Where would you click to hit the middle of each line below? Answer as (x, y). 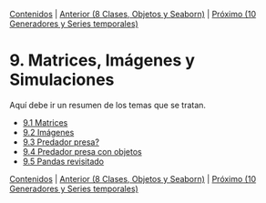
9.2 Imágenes (48, 132)
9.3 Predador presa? (61, 142)
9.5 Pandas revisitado (63, 161)
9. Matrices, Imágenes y (102, 61)
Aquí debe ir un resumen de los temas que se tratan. (108, 105)
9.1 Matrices (45, 122)
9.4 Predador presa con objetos (82, 151)
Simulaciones (62, 80)
